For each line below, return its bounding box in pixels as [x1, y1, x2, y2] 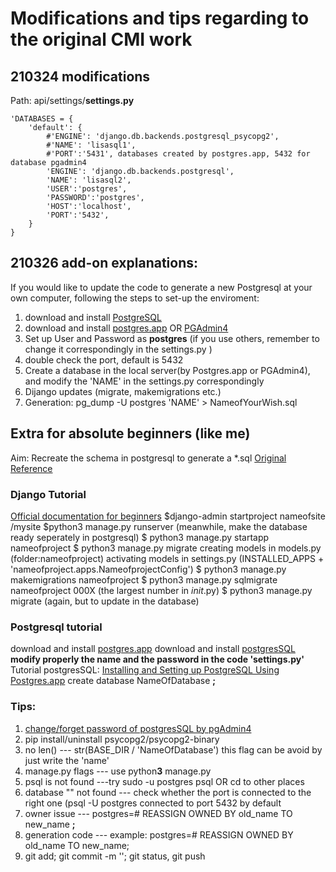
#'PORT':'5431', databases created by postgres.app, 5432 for [46, 149, 311, 159]
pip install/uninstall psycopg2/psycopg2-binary [24, 733, 220, 745]
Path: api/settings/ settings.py [10, 95, 135, 106]
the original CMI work [10, 28, 193, 51]
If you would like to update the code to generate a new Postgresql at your [10, 281, 313, 293]
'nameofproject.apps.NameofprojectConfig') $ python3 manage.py [10, 563, 287, 575]
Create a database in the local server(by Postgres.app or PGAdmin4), [24, 364, 311, 376]
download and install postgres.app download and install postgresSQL [10, 643, 296, 655]
